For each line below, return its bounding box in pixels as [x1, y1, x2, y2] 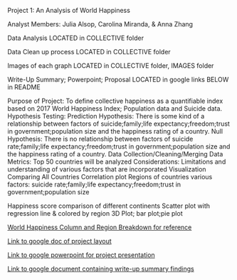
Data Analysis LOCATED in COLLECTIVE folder [7, 34, 144, 42]
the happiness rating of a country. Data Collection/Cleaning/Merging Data [7, 150, 223, 158]
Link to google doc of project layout [7, 237, 112, 245]
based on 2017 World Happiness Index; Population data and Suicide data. [7, 104, 223, 113]
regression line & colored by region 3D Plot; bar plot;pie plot [7, 209, 183, 217]
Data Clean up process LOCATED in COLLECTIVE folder [7, 48, 171, 56]
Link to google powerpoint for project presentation [7, 251, 155, 259]
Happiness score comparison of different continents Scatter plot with [7, 201, 210, 210]
